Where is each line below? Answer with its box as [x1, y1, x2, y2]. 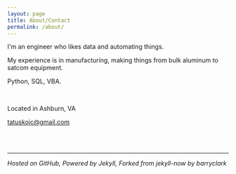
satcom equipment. [7, 64, 63, 72]
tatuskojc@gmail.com [7, 118, 70, 126]
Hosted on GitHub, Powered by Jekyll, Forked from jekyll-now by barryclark [7, 159, 227, 168]
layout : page [7, 10, 46, 18]
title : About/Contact [7, 17, 71, 24]
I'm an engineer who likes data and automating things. [7, 43, 164, 51]
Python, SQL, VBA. [7, 77, 62, 86]
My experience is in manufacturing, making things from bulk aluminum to [7, 56, 219, 65]
